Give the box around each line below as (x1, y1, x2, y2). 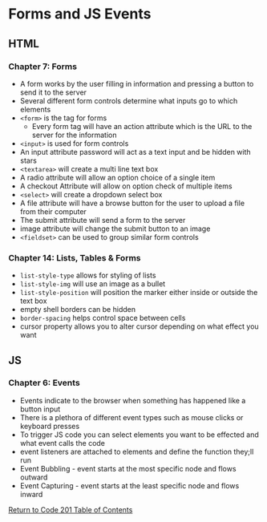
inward (19, 489, 43, 499)
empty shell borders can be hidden (19, 305, 136, 314)
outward (19, 472, 48, 482)
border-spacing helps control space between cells (19, 314, 186, 323)
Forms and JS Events (8, 5, 152, 23)
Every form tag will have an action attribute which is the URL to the (31, 121, 253, 131)
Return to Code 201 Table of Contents (8, 504, 133, 514)
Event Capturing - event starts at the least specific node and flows (19, 480, 240, 490)
